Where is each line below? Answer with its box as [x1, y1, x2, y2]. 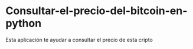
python [5, 17, 42, 30]
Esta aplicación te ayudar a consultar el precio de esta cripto [5, 36, 153, 43]
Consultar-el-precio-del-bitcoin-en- [5, 4, 188, 18]
